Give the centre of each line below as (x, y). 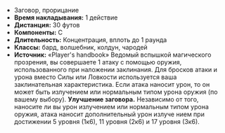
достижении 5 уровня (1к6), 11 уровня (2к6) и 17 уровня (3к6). (107, 121)
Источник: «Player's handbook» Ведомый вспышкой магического (113, 55)
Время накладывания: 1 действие (66, 17)
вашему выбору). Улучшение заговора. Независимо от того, (106, 99)
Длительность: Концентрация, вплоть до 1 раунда (90, 40)
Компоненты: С (38, 32)
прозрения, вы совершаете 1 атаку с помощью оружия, (98, 62)
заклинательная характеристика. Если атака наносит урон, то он (112, 84)
